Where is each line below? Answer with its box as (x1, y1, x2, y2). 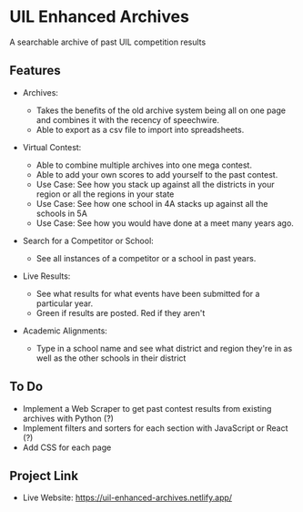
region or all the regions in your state (35, 189, 175, 200)
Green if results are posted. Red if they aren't (35, 307, 206, 318)
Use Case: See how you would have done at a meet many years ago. (35, 217, 294, 229)
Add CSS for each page (22, 442, 112, 453)
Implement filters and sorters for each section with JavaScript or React (22, 422, 288, 434)
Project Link (9, 467, 79, 484)
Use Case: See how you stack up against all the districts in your (35, 179, 275, 189)
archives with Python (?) (22, 413, 114, 424)
